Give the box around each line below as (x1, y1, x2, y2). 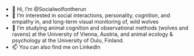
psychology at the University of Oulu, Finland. (11, 37, 124, 44)
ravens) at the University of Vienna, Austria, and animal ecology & (11, 31, 174, 38)
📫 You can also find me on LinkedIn (11, 44, 101, 50)
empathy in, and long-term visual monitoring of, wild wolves (11, 18, 159, 25)
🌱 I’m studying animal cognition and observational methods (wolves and (11, 24, 189, 31)
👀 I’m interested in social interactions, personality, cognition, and (11, 12, 171, 19)
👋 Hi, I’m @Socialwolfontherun (11, 6, 86, 12)
